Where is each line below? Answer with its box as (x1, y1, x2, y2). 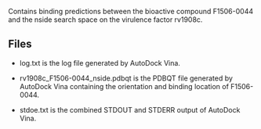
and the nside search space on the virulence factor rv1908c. (8, 15, 203, 24)
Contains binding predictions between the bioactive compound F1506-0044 (8, 7, 253, 16)
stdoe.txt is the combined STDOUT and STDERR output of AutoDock (19, 105, 241, 114)
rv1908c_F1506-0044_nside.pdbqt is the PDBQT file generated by (19, 73, 234, 83)
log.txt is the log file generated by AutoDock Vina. (19, 58, 180, 67)
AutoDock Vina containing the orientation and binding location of (19, 81, 230, 91)
